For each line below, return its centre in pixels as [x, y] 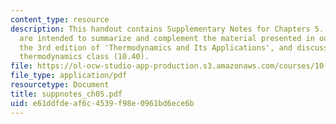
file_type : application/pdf [69, 76]
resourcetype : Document [60, 85]
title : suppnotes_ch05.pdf [66, 94]
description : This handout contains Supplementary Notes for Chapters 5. [167, 29]
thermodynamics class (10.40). [84, 57]
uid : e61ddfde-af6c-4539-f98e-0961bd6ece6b [102, 103]
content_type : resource [60, 19]
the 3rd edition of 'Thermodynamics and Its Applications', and [156, 47]
